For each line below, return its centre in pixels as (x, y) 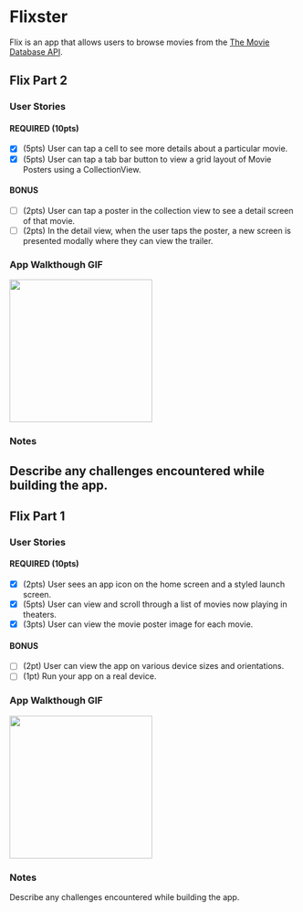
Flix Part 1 (37, 516)
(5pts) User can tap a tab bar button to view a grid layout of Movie (147, 159)
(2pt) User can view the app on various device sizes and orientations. (153, 666)
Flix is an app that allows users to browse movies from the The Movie (140, 42)
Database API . (36, 51)
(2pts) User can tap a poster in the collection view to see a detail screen (158, 210)
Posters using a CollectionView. (82, 169)
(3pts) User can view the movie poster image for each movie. (138, 624)
